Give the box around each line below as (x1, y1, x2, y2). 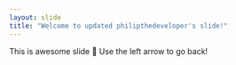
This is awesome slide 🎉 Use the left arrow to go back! (9, 45, 208, 56)
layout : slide (9, 12, 62, 22)
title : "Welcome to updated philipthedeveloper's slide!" (9, 21, 228, 30)
